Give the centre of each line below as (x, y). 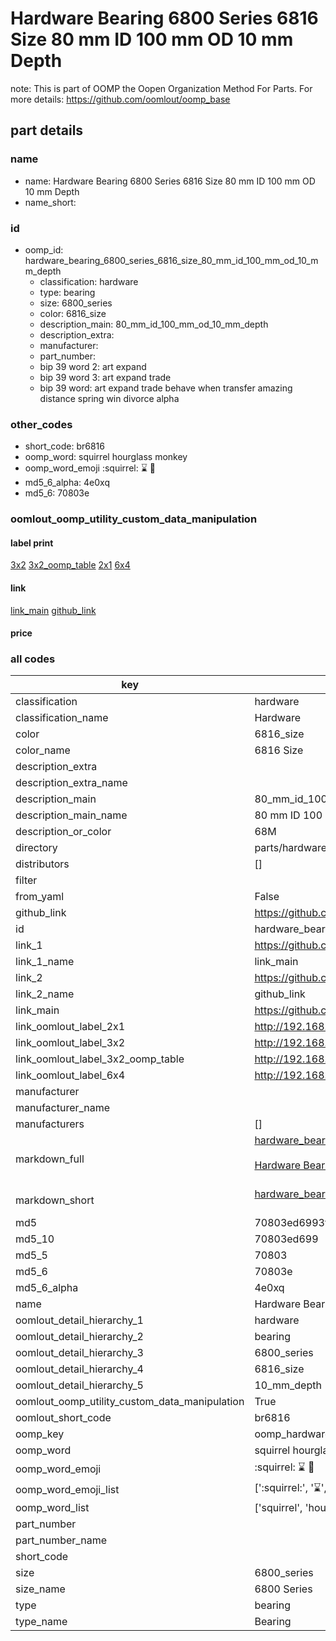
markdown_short (55, 1200)
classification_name (62, 718)
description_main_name (71, 815)
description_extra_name (71, 783)
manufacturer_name (63, 1108)
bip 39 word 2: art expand (93, 366)
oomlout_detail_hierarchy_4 (79, 1369)
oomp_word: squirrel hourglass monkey (106, 457)
